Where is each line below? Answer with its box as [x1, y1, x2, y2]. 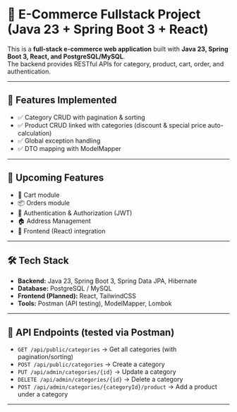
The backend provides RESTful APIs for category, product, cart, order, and [7, 59, 224, 68]
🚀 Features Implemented [7, 95, 117, 107]
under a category [17, 390, 68, 399]
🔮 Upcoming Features [7, 172, 104, 184]
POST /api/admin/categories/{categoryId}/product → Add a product [17, 382, 217, 391]
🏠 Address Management [17, 217, 92, 225]
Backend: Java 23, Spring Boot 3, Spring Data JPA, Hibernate [17, 277, 197, 285]
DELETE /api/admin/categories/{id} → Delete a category [17, 375, 183, 384]
